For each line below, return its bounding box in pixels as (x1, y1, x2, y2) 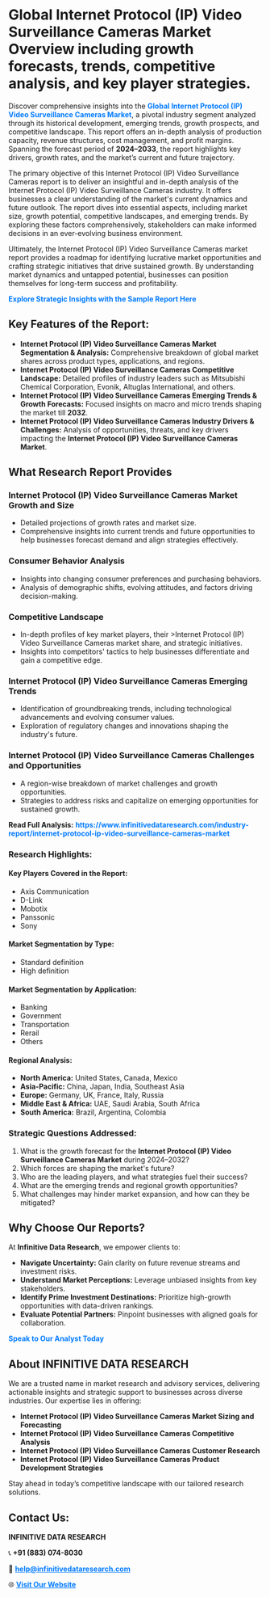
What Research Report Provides (8, 466, 172, 479)
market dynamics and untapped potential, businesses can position (8, 269, 229, 280)
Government (19, 1011, 62, 1021)
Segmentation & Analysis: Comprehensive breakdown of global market (19, 348, 260, 357)
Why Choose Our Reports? (8, 1221, 145, 1235)
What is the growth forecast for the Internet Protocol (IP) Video (19, 1146, 232, 1156)
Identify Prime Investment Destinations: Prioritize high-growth (19, 1292, 231, 1302)
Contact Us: (8, 1511, 70, 1524)
